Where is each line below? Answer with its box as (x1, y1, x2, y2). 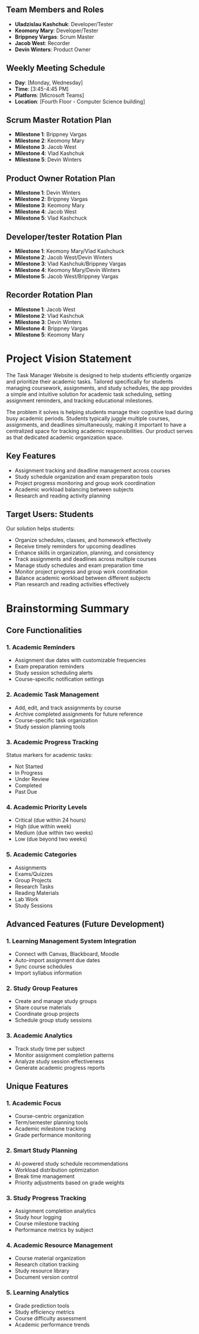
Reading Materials (14, 889, 59, 896)
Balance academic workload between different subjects (14, 574, 151, 582)
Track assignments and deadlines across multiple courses (14, 556, 157, 563)
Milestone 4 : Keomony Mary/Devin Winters (14, 267, 121, 274)
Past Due (14, 788, 37, 795)
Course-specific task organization (14, 716, 98, 724)
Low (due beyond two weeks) (14, 835, 88, 843)
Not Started (14, 763, 43, 770)
